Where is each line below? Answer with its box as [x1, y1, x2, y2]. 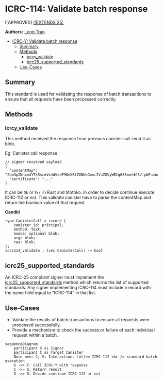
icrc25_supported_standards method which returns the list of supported [5, 280, 149, 285]
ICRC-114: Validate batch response [5, 3, 148, 15]
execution [5, 359, 25, 363]
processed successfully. [12, 322, 61, 328]
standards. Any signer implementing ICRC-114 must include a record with [5, 285, 151, 291]
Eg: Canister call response [5, 150, 58, 156]
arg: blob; [14, 235, 36, 241]
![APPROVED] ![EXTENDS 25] [5, 19, 64, 25]
